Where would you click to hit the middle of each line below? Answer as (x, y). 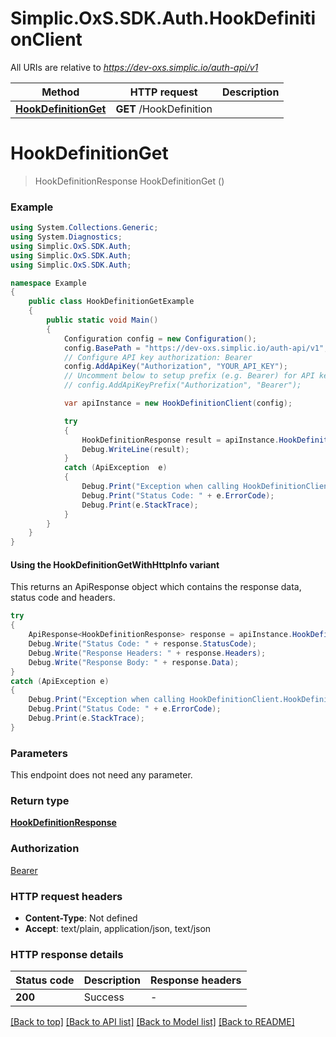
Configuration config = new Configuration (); (160, 338)
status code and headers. (63, 598)
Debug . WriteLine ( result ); (135, 449)
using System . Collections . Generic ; (84, 228)
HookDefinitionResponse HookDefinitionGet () (129, 181)
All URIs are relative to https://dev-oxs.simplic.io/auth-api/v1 (134, 67)
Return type (40, 800)
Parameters (39, 753)
